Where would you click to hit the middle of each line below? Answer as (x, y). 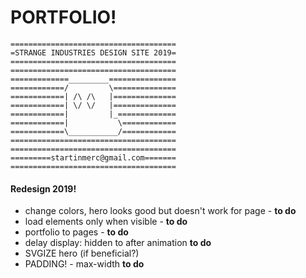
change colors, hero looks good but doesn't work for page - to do (160, 211)
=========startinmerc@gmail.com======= (93, 157)
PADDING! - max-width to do (84, 264)
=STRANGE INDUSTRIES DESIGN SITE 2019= (93, 52)
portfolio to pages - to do (76, 232)
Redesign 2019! (43, 188)
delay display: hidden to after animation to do (118, 243)
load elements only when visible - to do (106, 222)
